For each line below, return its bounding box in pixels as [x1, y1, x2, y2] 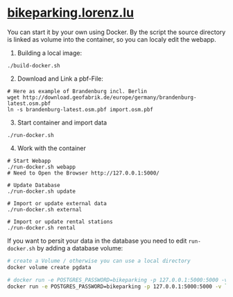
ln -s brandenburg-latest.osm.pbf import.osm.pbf [7, 106, 154, 113]
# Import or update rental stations [7, 218, 113, 225]
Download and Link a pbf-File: [17, 74, 104, 83]
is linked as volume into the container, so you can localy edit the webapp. [7, 35, 216, 43]
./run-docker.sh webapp [7, 163, 76, 170]
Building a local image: [17, 49, 82, 57]
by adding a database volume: [37, 243, 123, 252]
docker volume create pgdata [7, 264, 92, 271]
